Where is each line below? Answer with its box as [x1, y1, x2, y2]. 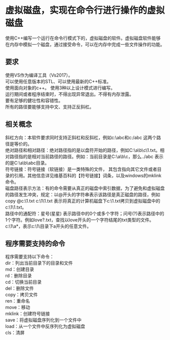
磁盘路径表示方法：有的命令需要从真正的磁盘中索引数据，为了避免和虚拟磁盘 [5, 185, 165, 191]
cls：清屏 [5, 330, 25, 336]
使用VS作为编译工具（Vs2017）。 [5, 72, 73, 78]
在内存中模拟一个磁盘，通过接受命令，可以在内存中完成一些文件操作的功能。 [5, 41, 165, 47]
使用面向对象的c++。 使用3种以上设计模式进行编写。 [5, 85, 115, 91]
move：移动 [5, 305, 30, 311]
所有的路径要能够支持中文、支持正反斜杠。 [5, 103, 94, 109]
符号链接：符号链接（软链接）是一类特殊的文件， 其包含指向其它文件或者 [5, 166, 157, 172]
